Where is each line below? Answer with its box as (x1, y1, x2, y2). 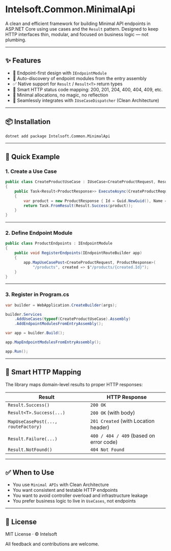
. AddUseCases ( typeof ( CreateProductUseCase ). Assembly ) (14, 316, 131, 322)
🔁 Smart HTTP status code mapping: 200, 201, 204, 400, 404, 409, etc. (12, 86, 163, 92)
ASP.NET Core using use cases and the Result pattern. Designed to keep (5, 26, 159, 32)
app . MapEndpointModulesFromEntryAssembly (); (5, 340, 101, 345)
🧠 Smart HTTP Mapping (5, 368, 81, 377)
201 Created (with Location (90, 417, 155, 424)
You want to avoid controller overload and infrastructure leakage (12, 492, 148, 498)
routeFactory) (8, 423, 42, 430)
